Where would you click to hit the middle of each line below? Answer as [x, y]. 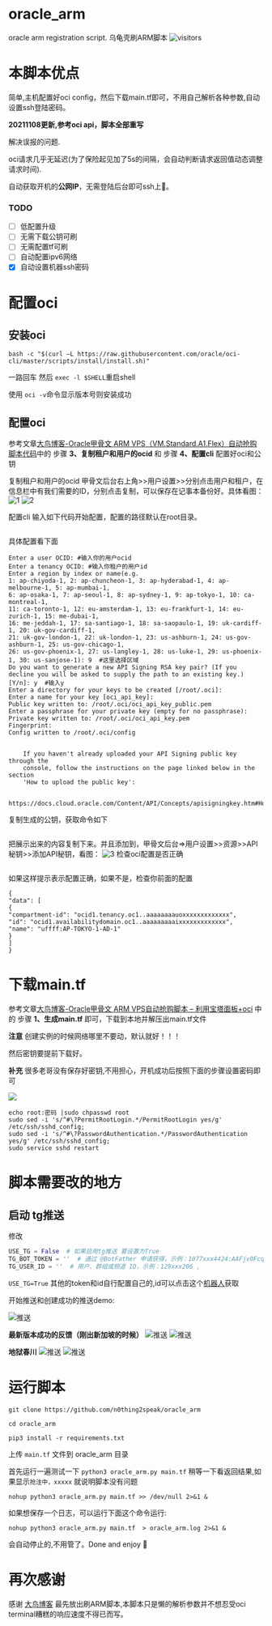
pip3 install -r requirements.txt [67, 1438]
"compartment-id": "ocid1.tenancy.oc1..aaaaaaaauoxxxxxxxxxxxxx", [123, 915]
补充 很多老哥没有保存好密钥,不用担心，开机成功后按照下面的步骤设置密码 [131, 1071]
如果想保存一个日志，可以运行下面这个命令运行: [88, 1513]
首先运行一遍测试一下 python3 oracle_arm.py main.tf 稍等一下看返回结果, [132, 1471]
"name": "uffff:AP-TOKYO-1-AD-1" [65, 929]
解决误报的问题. [34, 142]
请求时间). [25, 169]
